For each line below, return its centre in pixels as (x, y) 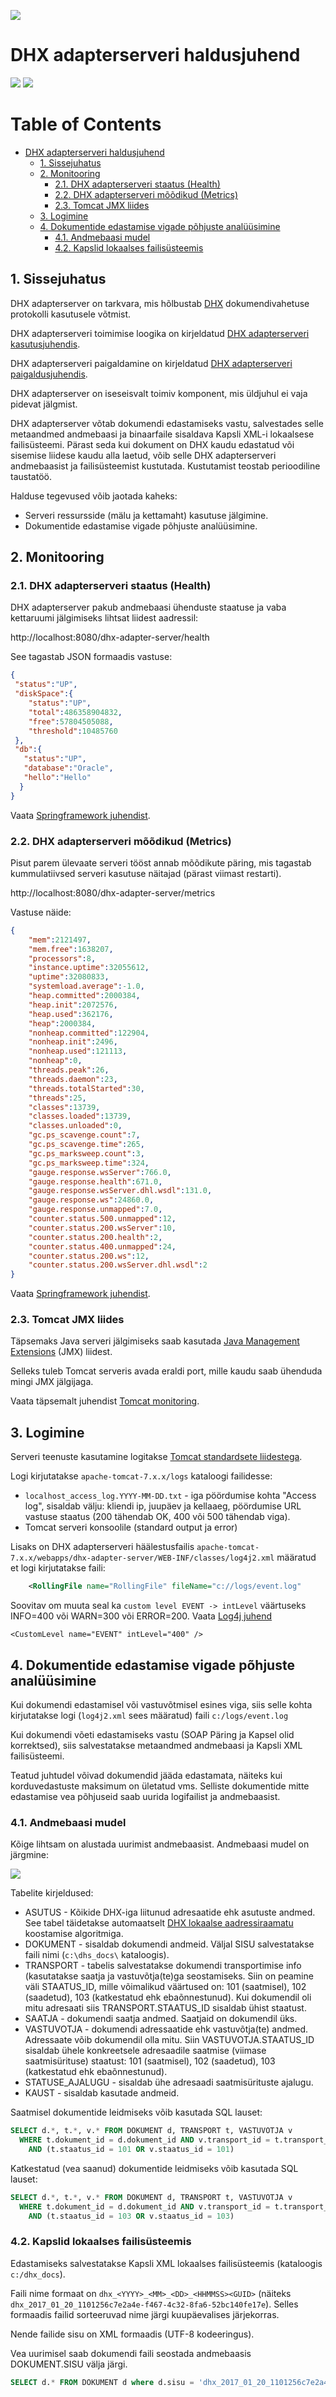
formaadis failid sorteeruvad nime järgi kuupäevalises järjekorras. (145, 2314)
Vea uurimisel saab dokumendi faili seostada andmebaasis (131, 2353)
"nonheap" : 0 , (55, 1061)
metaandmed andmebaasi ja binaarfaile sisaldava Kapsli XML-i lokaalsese (162, 434)
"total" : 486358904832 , (75, 712)
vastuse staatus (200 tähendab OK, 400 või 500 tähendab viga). (157, 1517)
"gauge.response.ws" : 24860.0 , (91, 1200)
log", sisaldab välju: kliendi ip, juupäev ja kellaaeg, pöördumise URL (163, 1506)
